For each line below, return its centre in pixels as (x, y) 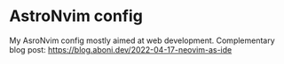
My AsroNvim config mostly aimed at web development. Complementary (142, 40)
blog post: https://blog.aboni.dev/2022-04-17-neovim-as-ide (121, 49)
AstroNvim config (76, 16)
